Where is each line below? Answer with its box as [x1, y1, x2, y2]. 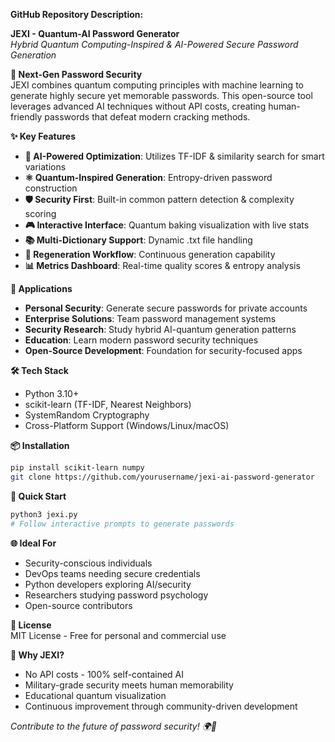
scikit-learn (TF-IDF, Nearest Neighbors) [24, 399, 192, 410]
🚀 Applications [10, 283, 73, 294]
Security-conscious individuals [24, 557, 153, 569]
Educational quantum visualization [24, 689, 167, 701]
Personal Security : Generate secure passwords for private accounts [24, 302, 308, 314]
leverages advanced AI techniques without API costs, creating [10, 100, 267, 112]
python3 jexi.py [10, 509, 78, 519]
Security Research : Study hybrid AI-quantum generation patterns [24, 324, 297, 335]
